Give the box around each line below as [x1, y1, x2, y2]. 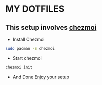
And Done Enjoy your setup [12, 74, 69, 80]
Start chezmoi [12, 55, 42, 61]
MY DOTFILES [5, 3, 65, 15]
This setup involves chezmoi [5, 23, 97, 32]
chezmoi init [5, 65, 33, 70]
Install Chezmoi [12, 36, 45, 42]
